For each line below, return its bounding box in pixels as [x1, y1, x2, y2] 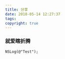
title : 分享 [5, 7, 28, 12]
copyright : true [5, 20, 38, 26]
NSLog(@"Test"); [5, 49, 38, 54]
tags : [5, 16, 16, 21]
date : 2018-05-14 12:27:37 [5, 12, 61, 17]
